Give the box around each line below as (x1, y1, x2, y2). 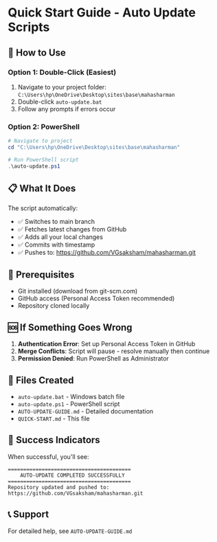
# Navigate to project (8, 137, 73, 145)
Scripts (8, 19, 50, 35)
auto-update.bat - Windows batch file (17, 392, 125, 400)
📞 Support (8, 508, 49, 520)
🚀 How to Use (8, 47, 66, 58)
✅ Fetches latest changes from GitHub (17, 225, 127, 234)
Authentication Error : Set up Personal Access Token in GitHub (17, 340, 196, 348)
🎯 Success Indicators (8, 434, 100, 446)
